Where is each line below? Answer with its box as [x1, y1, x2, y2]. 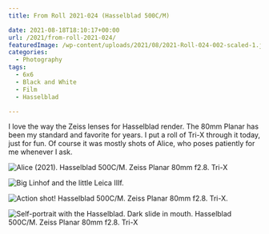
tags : [8, 63, 26, 72]
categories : [8, 49, 48, 57]
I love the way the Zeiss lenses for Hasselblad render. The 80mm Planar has [8, 121, 259, 132]
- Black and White [15, 77, 78, 86]
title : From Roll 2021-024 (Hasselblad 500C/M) [8, 11, 171, 20]
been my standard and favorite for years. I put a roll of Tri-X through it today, [8, 130, 261, 140]
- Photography [15, 56, 62, 64]
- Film [15, 85, 38, 93]
